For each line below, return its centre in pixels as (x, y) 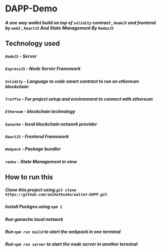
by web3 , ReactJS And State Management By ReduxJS (59, 28)
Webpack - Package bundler (33, 149)
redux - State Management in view (41, 161)
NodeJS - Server (21, 56)
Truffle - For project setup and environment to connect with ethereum (79, 99)
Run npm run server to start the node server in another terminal (71, 244)
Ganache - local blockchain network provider (51, 124)
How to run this (29, 177)
